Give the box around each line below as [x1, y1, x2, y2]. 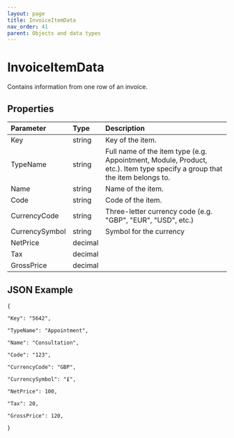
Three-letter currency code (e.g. [105, 207, 212, 216]
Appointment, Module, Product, [105, 155, 208, 164]
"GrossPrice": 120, [7, 412, 64, 419]
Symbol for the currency [105, 227, 185, 236]
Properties [7, 102, 54, 115]
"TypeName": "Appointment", [7, 327, 89, 334]
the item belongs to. [105, 173, 171, 182]
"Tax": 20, [7, 400, 39, 407]
